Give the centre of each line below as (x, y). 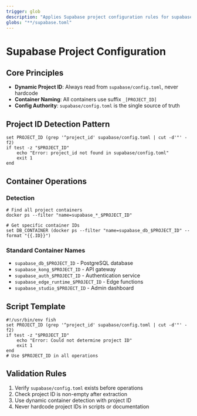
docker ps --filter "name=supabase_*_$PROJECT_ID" (69, 215)
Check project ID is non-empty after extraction (71, 394)
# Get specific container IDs (43, 225)
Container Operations (46, 181)
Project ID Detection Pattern (58, 124)
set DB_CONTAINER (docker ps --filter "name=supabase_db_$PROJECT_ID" (94, 230)
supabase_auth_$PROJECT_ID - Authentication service (77, 275)
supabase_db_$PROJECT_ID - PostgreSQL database (74, 263)
